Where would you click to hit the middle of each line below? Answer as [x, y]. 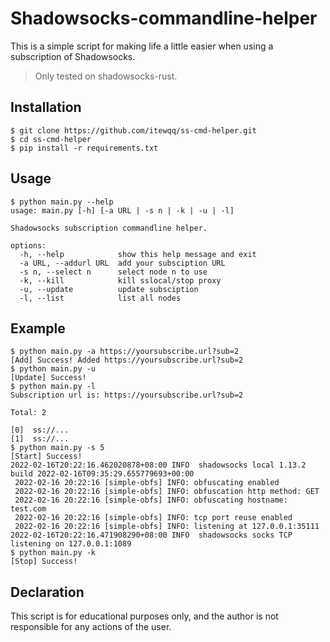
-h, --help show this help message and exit [138, 254]
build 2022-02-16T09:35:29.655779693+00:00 [102, 474]
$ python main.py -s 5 [57, 448]
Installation [46, 107]
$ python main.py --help [62, 202]
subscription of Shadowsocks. [73, 56]
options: [28, 245]
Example [38, 328]
